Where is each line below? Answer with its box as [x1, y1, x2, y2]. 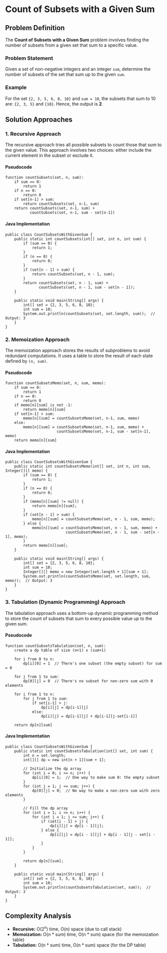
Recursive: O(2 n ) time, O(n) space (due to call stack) [12, 925, 122, 932]
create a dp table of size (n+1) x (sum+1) [14, 648, 106, 653]
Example [5, 84, 27, 91]
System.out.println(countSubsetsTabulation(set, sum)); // [23, 885, 151, 890]
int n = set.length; [23, 753, 66, 758]
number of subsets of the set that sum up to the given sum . [5, 71, 125, 77]
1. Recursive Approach [5, 130, 61, 137]
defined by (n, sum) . [5, 358, 48, 364]
